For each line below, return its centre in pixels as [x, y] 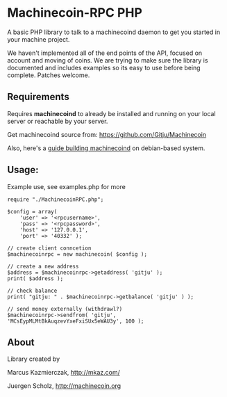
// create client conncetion [49, 248]
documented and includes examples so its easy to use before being [104, 67]
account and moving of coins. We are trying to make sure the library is [108, 60]
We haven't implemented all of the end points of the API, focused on [105, 53]
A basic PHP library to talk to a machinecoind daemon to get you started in [114, 32]
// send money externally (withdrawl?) [65, 309]
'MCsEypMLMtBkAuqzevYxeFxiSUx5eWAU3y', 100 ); [76, 321]
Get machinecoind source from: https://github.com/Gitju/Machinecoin [107, 134]
